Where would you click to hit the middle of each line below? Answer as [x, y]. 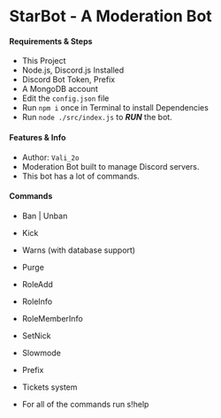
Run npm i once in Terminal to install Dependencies [115, 108]
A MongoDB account [60, 89]
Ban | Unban [45, 216]
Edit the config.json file [65, 98]
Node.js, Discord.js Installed [73, 70]
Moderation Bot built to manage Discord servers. [110, 166]
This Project [44, 61]
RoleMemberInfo [53, 318]
